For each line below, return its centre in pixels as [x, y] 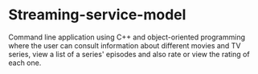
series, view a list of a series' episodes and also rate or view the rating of [129, 54]
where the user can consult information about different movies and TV [125, 45]
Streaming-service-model [97, 15]
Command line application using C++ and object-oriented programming [127, 37]
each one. [25, 63]
